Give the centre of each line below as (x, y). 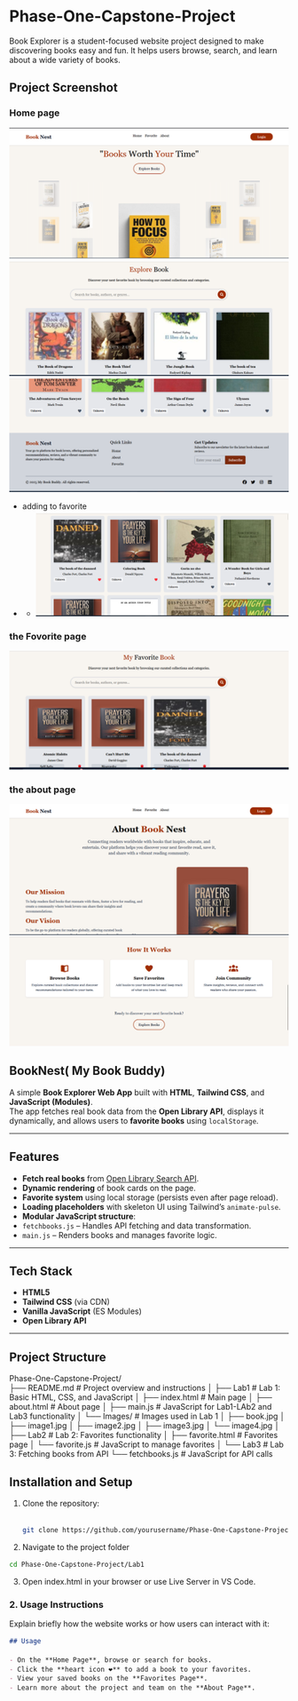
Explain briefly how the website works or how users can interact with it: (140, 1624)
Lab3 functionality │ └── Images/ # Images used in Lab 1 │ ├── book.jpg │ (147, 1416)
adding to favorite (54, 506)
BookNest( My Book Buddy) (87, 1071)
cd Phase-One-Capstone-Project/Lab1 (77, 1564)
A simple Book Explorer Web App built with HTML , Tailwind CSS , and (137, 1092)
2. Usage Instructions (56, 1604)
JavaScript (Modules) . (51, 1101)
